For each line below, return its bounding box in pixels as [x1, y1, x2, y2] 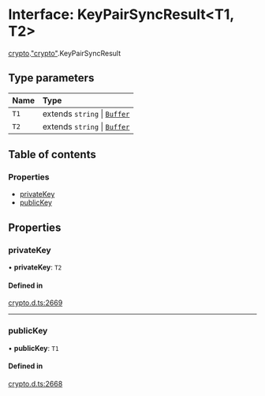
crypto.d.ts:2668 [8, 379, 63, 388]
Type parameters [8, 71, 95, 85]
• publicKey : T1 [8, 343, 59, 353]
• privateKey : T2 [8, 262, 62, 272]
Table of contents [8, 148, 96, 161]
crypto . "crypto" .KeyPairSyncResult [8, 48, 121, 58]
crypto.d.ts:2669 [8, 298, 63, 307]
